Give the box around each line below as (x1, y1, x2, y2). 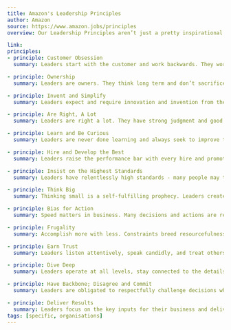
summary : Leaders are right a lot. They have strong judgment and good (13, 118, 223, 125)
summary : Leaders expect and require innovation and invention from (13, 99, 214, 105)
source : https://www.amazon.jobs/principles (7, 23, 137, 30)
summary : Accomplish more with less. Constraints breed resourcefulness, (13, 230, 229, 238)
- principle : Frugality (7, 224, 76, 231)
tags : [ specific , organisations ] (7, 312, 103, 319)
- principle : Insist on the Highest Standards (7, 167, 143, 174)
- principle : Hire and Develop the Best (7, 149, 125, 156)
